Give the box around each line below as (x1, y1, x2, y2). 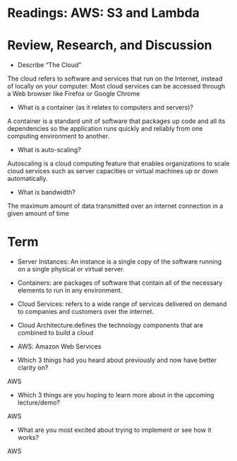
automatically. (7, 175, 48, 183)
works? (17, 433, 39, 442)
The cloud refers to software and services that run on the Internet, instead (7, 74, 223, 83)
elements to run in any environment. (17, 286, 123, 295)
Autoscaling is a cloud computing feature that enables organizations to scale (7, 159, 230, 168)
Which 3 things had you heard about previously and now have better (17, 356, 217, 365)
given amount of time (7, 209, 69, 218)
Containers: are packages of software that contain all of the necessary (17, 279, 223, 287)
